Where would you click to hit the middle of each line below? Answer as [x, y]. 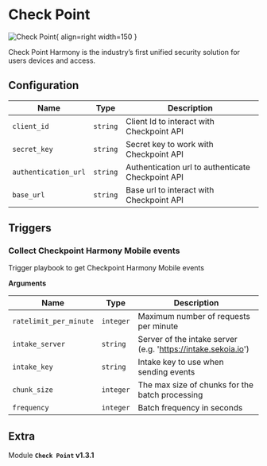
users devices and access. [52, 60]
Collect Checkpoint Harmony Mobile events [94, 250]
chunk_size [33, 390]
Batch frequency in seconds [190, 408]
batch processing [170, 395]
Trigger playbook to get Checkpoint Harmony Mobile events [106, 268]
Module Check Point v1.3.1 [51, 456]
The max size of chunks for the [196, 385]
